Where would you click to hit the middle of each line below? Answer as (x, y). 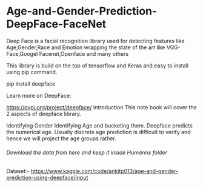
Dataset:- (18, 171)
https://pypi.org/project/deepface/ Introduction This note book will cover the (101, 107)
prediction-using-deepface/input (47, 178)
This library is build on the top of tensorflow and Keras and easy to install (98, 66)
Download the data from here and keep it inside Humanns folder (87, 152)
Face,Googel (22, 53)
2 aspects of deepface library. (44, 114)
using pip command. (32, 72)
